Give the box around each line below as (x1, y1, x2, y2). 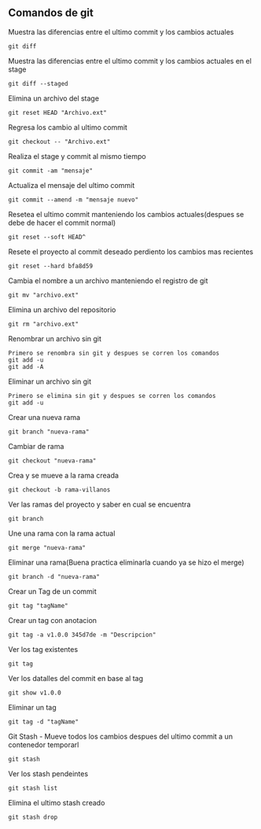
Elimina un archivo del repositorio (8, 304, 116, 314)
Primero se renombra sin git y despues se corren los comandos (8, 349, 220, 357)
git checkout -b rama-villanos (8, 485, 111, 494)
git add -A (8, 363, 44, 370)
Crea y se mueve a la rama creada (8, 470, 119, 480)
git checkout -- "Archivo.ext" (8, 138, 111, 146)
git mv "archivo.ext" (8, 291, 79, 299)
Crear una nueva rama (8, 412, 81, 422)
